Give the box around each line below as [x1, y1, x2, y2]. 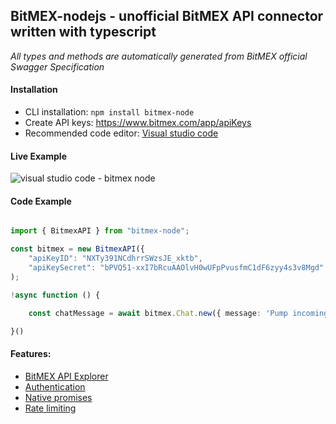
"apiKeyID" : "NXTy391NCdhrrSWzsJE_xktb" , [28, 254, 203, 264]
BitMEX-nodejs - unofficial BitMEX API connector [10, 8, 324, 25]
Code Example [10, 195, 72, 207]
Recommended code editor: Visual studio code [24, 127, 219, 139]
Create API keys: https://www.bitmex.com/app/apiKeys [24, 117, 252, 129]
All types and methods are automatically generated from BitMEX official [10, 50, 308, 62]
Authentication [24, 380, 86, 393]
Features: [10, 348, 52, 360]
